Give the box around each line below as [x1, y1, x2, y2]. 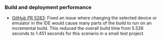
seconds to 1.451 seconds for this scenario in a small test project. [11, 31, 145, 37]
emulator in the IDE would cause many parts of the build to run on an [11, 20, 152, 26]
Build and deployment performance [4, 4, 92, 11]
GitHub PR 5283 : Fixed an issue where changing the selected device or [11, 15, 157, 21]
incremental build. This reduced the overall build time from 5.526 [11, 25, 144, 31]
